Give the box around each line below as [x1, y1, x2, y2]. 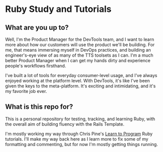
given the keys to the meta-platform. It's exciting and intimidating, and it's [5, 83, 156, 89]
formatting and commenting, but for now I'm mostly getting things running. [5, 141, 158, 147]
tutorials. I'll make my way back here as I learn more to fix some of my [5, 136, 149, 142]
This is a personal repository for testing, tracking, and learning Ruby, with [5, 116, 156, 122]
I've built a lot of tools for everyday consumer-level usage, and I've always [5, 73, 158, 78]
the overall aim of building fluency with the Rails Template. [5, 121, 125, 127]
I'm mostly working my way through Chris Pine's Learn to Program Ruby [5, 131, 153, 137]
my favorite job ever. [5, 88, 47, 94]
